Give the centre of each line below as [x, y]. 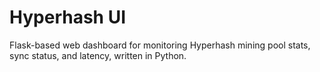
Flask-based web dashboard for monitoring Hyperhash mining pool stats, [160, 45]
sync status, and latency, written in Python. [98, 55]
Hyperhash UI [68, 17]
